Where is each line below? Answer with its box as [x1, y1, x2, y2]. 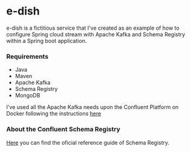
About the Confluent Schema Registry [6, 125, 121, 134]
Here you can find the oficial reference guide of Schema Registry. [6, 139, 170, 146]
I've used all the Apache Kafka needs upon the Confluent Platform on [6, 104, 179, 111]
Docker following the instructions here [6, 110, 102, 117]
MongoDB [15, 92, 40, 99]
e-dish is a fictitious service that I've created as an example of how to [6, 24, 180, 31]
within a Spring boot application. [6, 37, 87, 44]
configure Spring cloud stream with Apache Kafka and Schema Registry [6, 30, 186, 38]
